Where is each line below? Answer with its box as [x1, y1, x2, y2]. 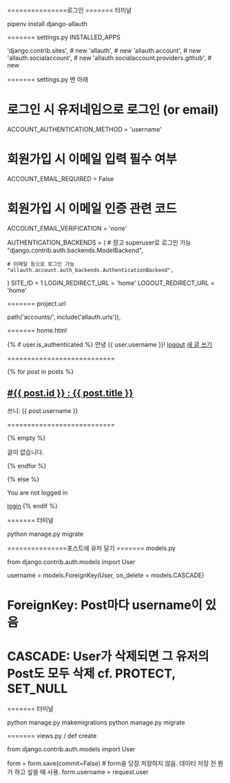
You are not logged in [7, 488, 68, 497]
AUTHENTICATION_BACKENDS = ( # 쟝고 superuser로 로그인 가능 [7, 238, 191, 247]
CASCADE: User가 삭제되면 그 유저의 [7, 649, 209, 664]
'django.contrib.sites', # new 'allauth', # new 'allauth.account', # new [7, 47, 201, 54]
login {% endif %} [7, 501, 58, 510]
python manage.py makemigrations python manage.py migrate [7, 718, 185, 727]
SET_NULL [7, 681, 68, 696]
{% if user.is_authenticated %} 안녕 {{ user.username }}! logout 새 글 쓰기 [7, 340, 213, 348]
